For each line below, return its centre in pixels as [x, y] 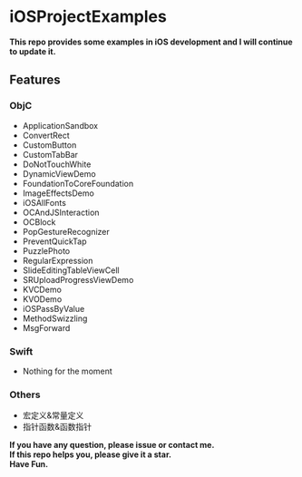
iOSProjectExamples [88, 17]
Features [35, 80]
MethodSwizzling [55, 318]
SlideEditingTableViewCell [71, 270]
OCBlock [39, 222]
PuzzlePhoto [46, 250]
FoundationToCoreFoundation [78, 183]
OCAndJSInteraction [61, 212]
